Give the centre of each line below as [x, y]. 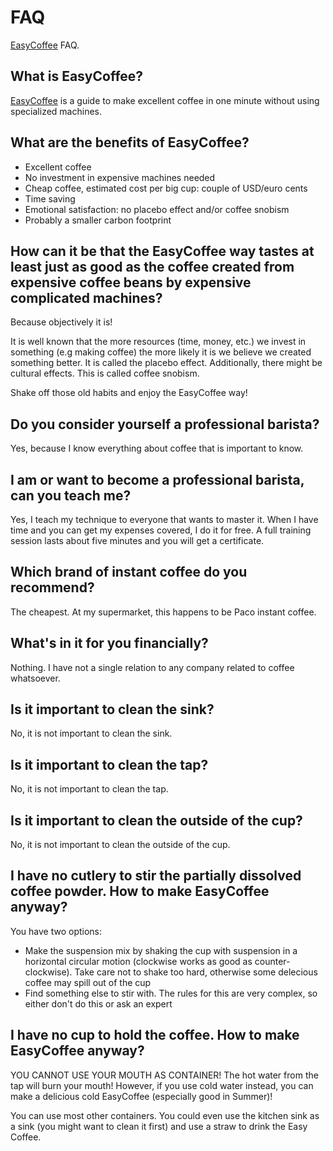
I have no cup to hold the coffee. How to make [155, 1035]
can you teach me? [71, 495]
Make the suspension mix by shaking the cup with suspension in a [161, 950]
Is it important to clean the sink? [112, 709]
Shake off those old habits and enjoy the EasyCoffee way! [129, 393]
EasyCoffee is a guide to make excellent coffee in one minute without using [165, 100]
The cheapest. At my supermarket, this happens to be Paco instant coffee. [163, 612]
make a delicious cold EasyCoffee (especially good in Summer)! [141, 1096]
